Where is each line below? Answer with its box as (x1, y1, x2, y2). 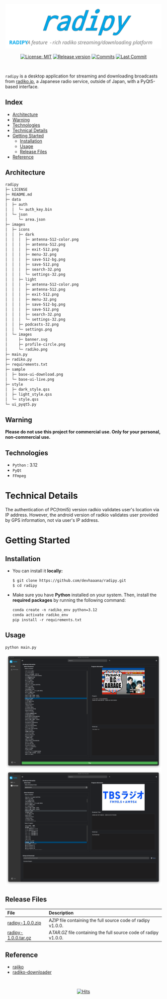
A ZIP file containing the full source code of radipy (49, 917, 150, 923)
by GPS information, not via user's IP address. (5, 517, 99, 523)
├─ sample (5, 367, 26, 372)
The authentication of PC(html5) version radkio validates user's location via (5, 506, 160, 512)
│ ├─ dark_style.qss (5, 387, 50, 392)
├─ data (5, 197, 21, 202)
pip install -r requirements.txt (12, 617, 82, 622)
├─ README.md (5, 192, 32, 197)
